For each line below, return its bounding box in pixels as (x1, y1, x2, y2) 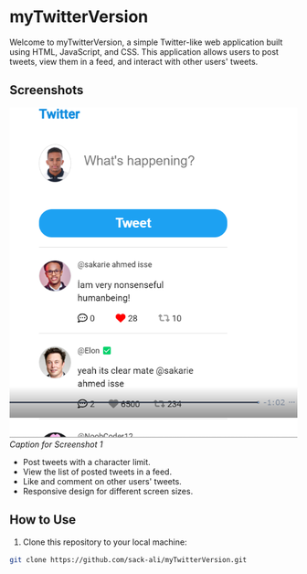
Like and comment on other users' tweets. (22, 476, 183, 487)
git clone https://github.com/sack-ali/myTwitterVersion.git (9, 555, 248, 564)
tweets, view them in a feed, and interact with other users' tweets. (9, 56, 259, 67)
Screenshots (9, 82, 84, 98)
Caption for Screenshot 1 (9, 439, 103, 450)
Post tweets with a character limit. (22, 457, 151, 468)
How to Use (9, 512, 77, 527)
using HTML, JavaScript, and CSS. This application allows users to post (9, 46, 279, 57)
